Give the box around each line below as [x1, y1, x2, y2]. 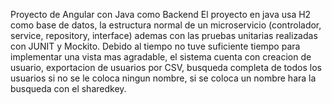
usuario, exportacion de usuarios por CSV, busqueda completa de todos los [10, 62, 322, 73]
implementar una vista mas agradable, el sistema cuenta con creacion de [10, 51, 312, 63]
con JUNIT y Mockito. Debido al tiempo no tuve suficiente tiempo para [10, 40, 301, 52]
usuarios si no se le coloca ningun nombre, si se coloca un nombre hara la [10, 72, 317, 84]
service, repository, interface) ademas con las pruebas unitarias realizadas [10, 30, 318, 41]
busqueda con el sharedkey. [10, 83, 127, 94]
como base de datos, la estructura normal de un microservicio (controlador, [10, 19, 322, 31]
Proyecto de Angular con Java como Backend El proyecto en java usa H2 [10, 9, 312, 20]
